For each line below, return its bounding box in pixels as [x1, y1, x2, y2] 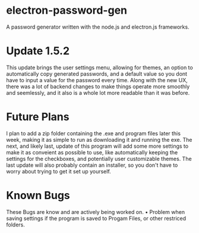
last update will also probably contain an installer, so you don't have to [6, 161, 178, 169]
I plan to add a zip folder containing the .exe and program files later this [6, 129, 181, 137]
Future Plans [6, 110, 70, 124]
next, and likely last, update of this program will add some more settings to [6, 142, 189, 150]
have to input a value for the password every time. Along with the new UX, [6, 76, 188, 83]
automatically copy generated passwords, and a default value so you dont [6, 70, 188, 77]
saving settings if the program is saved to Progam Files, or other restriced [6, 215, 187, 222]
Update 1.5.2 [6, 44, 70, 58]
